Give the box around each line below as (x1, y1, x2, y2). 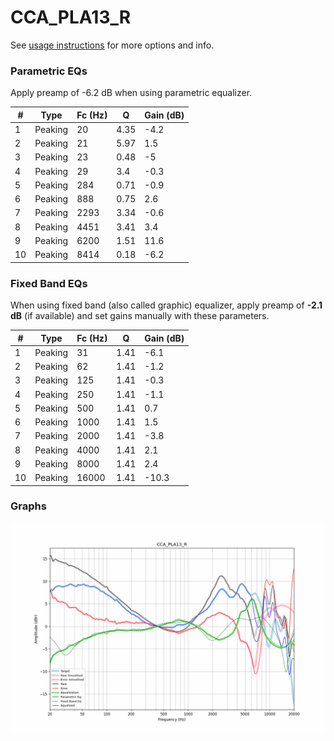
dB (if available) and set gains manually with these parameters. (10, 310, 270, 322)
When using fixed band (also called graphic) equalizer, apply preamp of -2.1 (10, 299, 323, 311)
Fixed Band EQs (10, 276, 88, 290)
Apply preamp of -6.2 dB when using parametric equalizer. (10, 87, 253, 99)
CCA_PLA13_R (10, 6, 132, 29)
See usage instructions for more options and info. (10, 39, 215, 51)
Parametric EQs (10, 64, 88, 78)
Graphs (10, 499, 47, 513)
